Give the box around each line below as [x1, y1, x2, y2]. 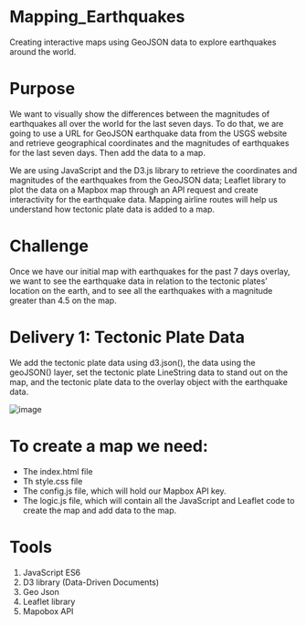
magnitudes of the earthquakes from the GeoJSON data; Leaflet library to [9, 174, 286, 185]
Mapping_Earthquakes [9, 6, 185, 27]
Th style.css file [22, 475, 83, 486]
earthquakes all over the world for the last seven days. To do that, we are [9, 118, 284, 129]
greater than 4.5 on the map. [9, 295, 117, 306]
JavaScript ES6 [22, 567, 81, 578]
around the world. [9, 46, 77, 57]
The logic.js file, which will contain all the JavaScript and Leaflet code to [22, 495, 295, 506]
